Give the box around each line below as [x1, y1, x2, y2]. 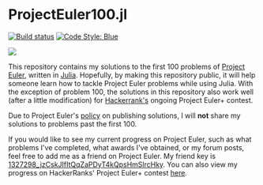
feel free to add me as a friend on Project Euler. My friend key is [8, 151, 216, 160]
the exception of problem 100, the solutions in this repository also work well [8, 87, 254, 96]
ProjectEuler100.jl [8, 6, 128, 24]
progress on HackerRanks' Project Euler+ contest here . [8, 168, 188, 177]
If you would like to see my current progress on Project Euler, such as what [8, 134, 252, 144]
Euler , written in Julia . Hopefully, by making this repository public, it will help [8, 70, 256, 80]
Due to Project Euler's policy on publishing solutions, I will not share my [8, 111, 241, 120]
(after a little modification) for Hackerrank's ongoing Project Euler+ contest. [8, 95, 254, 104]
